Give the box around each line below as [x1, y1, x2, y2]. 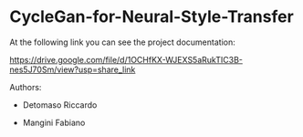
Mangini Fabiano [22, 117, 86, 128]
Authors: [9, 81, 42, 92]
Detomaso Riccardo [22, 99, 98, 111]
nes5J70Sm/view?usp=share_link [9, 64, 136, 75]
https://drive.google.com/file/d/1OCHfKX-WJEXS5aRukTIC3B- [9, 54, 244, 65]
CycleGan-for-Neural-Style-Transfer [9, 6, 294, 27]
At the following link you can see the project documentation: [9, 37, 235, 47]
